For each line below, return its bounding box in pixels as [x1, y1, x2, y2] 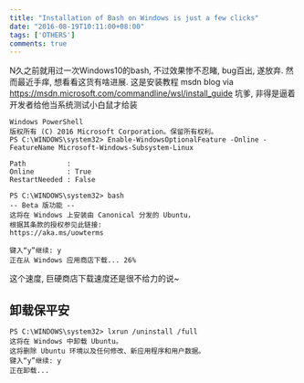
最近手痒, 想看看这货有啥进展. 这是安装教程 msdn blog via [16, 77, 235, 88]
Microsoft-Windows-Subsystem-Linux [58, 144, 194, 153]
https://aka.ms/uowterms [9, 229, 104, 238]
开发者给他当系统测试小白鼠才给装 [9, 100, 138, 111]
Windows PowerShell [9, 118, 84, 127]
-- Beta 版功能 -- [9, 201, 76, 210]
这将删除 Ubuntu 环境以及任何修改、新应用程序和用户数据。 [9, 346, 205, 356]
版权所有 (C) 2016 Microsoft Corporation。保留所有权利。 [9, 127, 218, 137]
